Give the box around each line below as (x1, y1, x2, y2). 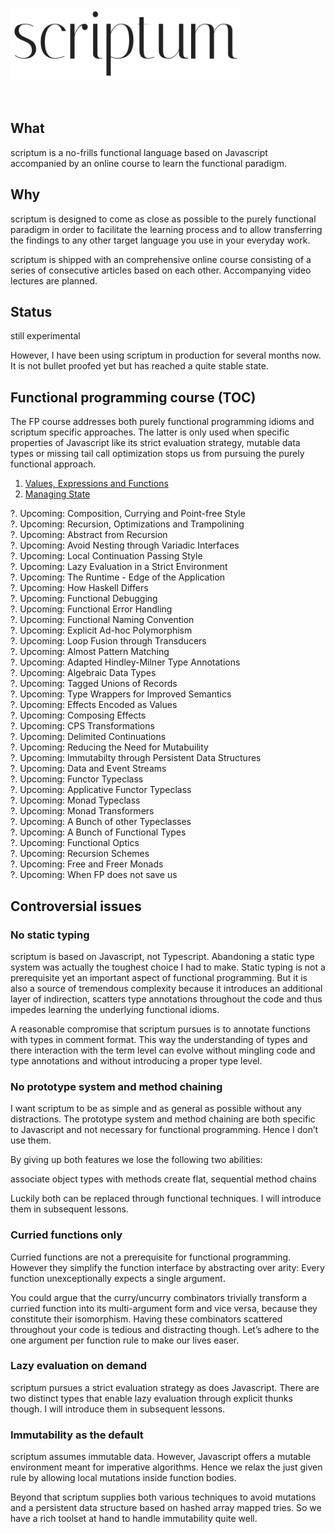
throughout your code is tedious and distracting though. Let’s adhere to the (10, 1323, 320, 1335)
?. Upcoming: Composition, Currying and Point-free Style (10, 508, 246, 520)
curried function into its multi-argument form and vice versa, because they (10, 1302, 318, 1314)
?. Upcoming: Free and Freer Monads (10, 858, 164, 870)
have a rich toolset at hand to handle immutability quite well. (10, 1513, 258, 1525)
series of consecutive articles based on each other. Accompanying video (10, 264, 312, 276)
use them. (10, 1134, 52, 1147)
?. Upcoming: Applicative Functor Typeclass (10, 784, 192, 796)
